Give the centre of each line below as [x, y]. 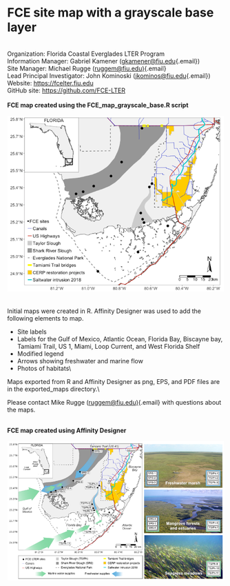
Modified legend [40, 354]
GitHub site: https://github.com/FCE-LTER [66, 90]
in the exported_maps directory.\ [53, 389]
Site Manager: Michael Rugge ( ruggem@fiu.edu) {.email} [87, 68]
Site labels [32, 332]
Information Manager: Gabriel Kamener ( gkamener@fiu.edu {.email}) [104, 61]
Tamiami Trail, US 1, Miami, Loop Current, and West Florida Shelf [108, 347]
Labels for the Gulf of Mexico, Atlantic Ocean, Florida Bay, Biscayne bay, [120, 339]
